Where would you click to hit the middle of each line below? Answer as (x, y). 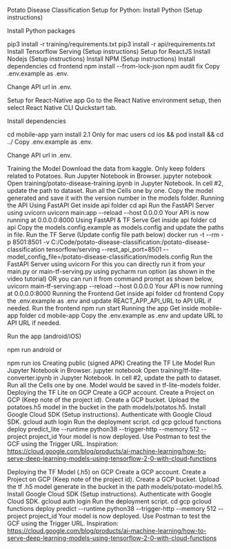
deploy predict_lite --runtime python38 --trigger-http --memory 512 (103, 429)
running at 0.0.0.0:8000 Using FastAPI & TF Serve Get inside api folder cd (112, 220)
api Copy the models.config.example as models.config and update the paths (115, 227)
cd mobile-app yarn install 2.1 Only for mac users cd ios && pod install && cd (115, 134)
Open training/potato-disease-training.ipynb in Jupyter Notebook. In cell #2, (115, 183)
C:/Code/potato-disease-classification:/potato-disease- (130, 242)
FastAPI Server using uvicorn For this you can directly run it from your (106, 264)
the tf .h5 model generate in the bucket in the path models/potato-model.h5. (115, 486)
